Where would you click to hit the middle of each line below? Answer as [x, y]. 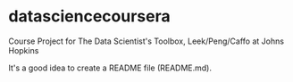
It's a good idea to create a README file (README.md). [110, 68]
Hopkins [24, 50]
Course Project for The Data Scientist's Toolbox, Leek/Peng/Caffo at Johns [146, 41]
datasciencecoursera [89, 16]
